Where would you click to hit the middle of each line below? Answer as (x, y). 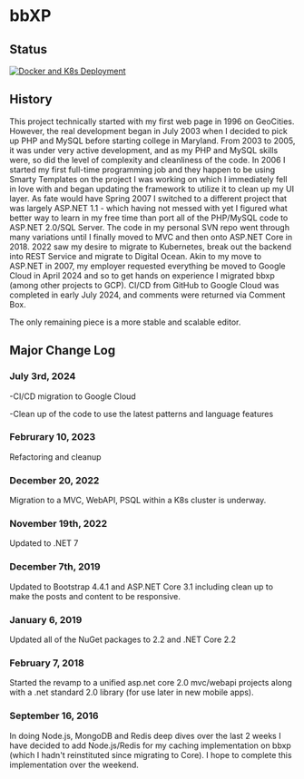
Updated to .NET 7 (44, 543)
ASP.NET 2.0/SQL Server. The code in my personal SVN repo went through (150, 227)
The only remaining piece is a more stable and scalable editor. (125, 322)
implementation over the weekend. (74, 764)
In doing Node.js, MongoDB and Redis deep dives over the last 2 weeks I (145, 735)
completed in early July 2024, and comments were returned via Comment (147, 295)
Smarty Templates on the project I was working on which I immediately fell (148, 179)
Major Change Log (63, 351)
